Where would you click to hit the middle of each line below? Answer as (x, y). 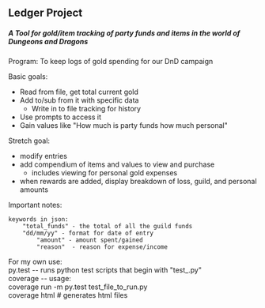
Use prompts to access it (60, 117)
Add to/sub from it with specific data (79, 100)
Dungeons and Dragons (48, 41)
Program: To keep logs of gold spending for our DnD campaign (111, 62)
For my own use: (35, 262)
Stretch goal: (29, 141)
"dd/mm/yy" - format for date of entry (88, 233)
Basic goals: (28, 77)
